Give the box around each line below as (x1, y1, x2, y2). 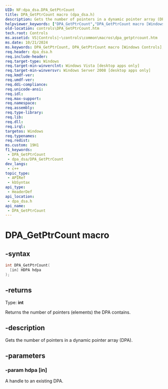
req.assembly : (5, 105, 35, 110)
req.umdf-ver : (5, 77, 35, 82)
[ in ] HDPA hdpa (9, 268, 41, 273)
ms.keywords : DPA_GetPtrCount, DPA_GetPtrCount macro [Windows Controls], (5, 45, 164, 50)
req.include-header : (5, 54, 48, 59)
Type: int (5, 299, 24, 305)
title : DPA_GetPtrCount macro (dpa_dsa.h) (5, 12, 95, 17)
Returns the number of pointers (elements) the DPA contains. (5, 309, 131, 315)
